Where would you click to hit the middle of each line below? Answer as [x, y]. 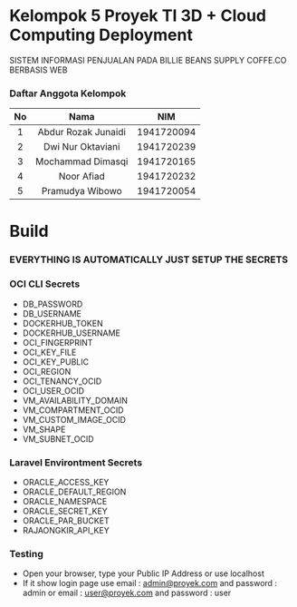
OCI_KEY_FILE [49, 352]
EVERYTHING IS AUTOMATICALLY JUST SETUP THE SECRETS [149, 259]
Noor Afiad [82, 176]
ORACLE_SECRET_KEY [65, 511]
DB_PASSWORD [53, 304]
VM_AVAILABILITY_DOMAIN [75, 400]
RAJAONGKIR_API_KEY [66, 530]
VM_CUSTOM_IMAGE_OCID [74, 419]
